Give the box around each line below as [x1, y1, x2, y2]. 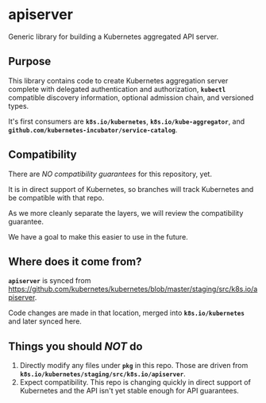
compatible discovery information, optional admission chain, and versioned [8, 93, 254, 102]
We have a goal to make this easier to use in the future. [8, 232, 188, 241]
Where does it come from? [8, 255, 142, 268]
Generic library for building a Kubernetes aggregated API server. [8, 32, 219, 41]
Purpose [8, 55, 52, 68]
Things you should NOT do [8, 340, 143, 353]
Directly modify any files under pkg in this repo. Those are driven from [19, 361, 249, 370]
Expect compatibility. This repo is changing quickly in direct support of [19, 378, 252, 387]
